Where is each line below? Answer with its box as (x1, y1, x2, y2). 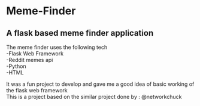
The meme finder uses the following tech (6, 43, 108, 51)
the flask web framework (6, 87, 68, 93)
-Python (6, 63, 26, 70)
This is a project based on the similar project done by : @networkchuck (6, 93, 182, 100)
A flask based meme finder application (6, 28, 154, 38)
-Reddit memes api (6, 57, 53, 63)
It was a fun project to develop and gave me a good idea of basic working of (6, 80, 195, 88)
